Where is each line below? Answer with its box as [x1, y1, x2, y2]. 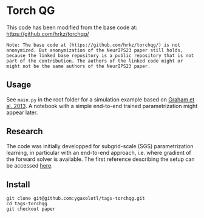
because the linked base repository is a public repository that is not [6, 52, 194, 58]
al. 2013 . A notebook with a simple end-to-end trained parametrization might [6, 102, 198, 109]
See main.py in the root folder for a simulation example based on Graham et [6, 95, 195, 103]
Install [6, 179, 30, 189]
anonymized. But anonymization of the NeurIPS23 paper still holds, [6, 47, 183, 53]
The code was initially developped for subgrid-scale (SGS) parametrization [6, 142, 194, 149]
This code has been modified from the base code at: [6, 24, 138, 31]
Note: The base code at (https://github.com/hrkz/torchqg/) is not [6, 42, 181, 48]
